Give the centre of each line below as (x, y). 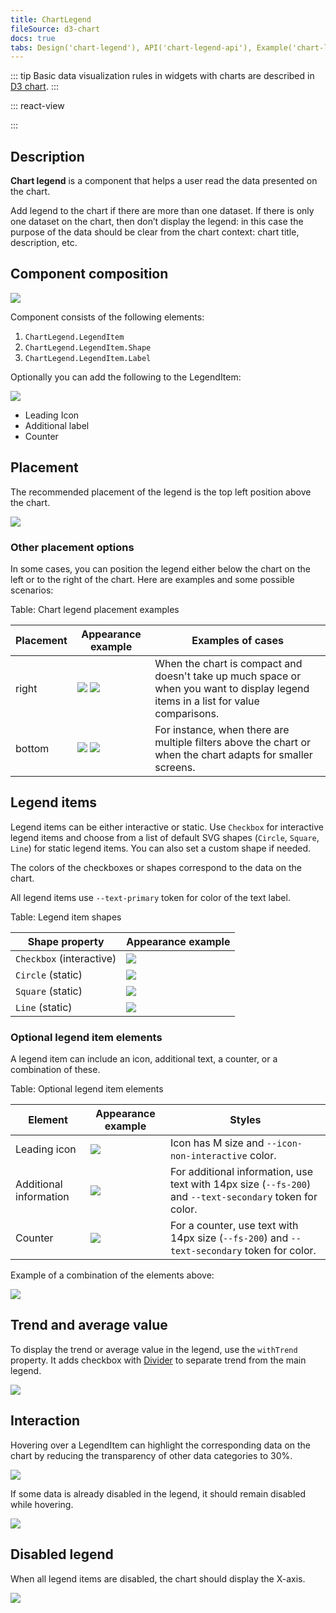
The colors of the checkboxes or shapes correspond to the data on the (156, 867)
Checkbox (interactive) (66, 958)
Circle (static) (49, 974)
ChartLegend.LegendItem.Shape (88, 347)
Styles (245, 1120)
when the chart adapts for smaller (233, 754)
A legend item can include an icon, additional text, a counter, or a (144, 1059)
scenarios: (32, 590)
